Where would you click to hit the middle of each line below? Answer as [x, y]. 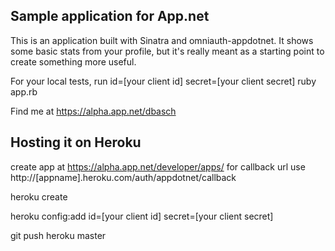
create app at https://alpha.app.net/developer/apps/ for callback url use [158, 166]
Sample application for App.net [110, 16]
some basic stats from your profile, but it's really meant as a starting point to [167, 51]
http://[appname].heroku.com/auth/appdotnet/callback [123, 177]
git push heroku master [58, 235]
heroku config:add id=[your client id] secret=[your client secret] [142, 216]
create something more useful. [73, 61]
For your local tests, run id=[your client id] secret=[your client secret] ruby [163, 81]
